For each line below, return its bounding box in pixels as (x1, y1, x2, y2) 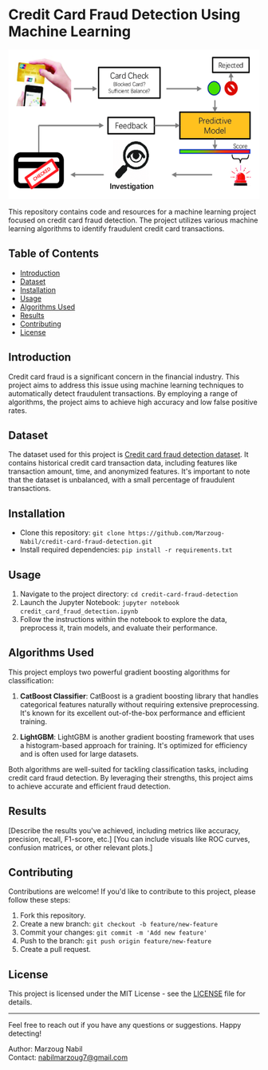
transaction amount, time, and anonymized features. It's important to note (8, 466, 250, 476)
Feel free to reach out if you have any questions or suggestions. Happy (8, 1021, 242, 1030)
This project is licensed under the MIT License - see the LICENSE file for (8, 989, 246, 998)
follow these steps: (8, 895, 70, 905)
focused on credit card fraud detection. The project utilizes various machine (8, 215, 258, 225)
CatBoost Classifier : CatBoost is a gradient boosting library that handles (19, 691, 259, 701)
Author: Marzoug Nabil (8, 1044, 83, 1054)
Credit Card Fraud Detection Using (8, 6, 241, 24)
